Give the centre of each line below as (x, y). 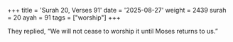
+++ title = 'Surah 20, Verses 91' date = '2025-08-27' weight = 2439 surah (117, 10)
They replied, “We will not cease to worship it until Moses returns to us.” (113, 31)
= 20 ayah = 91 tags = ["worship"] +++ (64, 17)
